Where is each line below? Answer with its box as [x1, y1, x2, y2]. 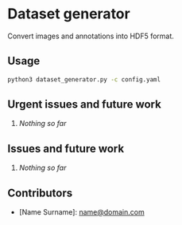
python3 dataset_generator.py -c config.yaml [7, 75, 161, 84]
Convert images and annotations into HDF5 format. [7, 31, 174, 41]
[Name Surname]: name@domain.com [18, 207, 145, 217]
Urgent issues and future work [7, 97, 162, 112]
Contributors [7, 186, 73, 199]
